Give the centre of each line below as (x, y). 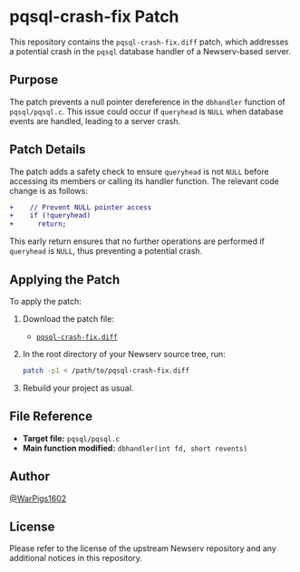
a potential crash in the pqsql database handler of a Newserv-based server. (150, 51)
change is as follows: (48, 190)
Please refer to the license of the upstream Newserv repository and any (143, 548)
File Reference (51, 417)
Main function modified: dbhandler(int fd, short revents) (135, 448)
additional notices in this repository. (76, 558)
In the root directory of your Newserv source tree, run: (124, 354)
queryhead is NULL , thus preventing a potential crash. (106, 251)
